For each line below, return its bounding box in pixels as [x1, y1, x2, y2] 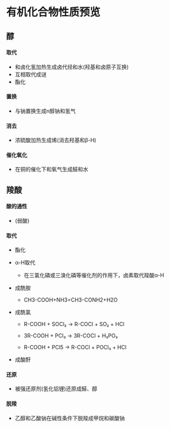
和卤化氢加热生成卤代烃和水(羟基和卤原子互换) [14, 63, 129, 70]
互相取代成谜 [14, 70, 47, 78]
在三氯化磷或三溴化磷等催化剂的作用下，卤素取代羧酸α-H [23, 272, 165, 279]
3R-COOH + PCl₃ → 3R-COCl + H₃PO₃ [23, 332, 118, 339]
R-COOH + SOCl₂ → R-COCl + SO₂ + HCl [23, 321, 125, 328]
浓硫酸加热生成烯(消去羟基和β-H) [14, 137, 97, 144]
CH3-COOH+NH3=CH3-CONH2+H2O [23, 296, 118, 303]
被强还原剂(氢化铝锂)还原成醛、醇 [14, 385, 98, 392]
